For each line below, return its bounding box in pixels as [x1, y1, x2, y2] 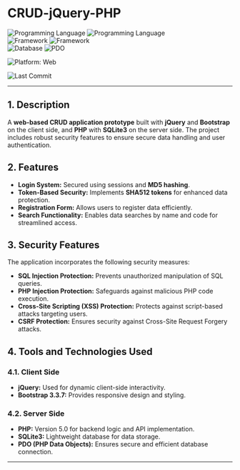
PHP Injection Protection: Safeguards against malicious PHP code [17, 287, 214, 296]
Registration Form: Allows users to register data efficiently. [17, 203, 193, 211]
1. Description [7, 99, 70, 111]
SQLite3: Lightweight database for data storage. [17, 432, 161, 441]
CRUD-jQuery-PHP [7, 5, 121, 21]
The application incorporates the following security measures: [7, 258, 191, 266]
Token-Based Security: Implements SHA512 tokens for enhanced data [17, 188, 228, 196]
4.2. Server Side [7, 409, 65, 419]
